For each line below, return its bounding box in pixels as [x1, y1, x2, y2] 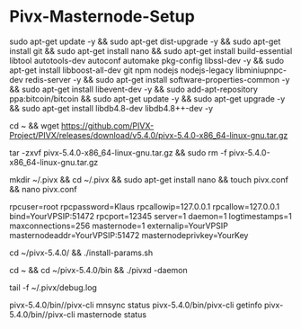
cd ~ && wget [9, 120, 60, 131]
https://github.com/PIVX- [61, 120, 155, 131]
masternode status [76, 308, 146, 320]
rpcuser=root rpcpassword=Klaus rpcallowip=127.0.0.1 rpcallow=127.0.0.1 [9, 200, 280, 212]
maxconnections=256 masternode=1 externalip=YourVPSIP [9, 220, 229, 231]
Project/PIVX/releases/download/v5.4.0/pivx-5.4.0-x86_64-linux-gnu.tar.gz [9, 129, 288, 140]
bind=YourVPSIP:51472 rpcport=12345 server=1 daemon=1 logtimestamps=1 [9, 210, 292, 221]
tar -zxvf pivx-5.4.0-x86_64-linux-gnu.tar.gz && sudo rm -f [9, 147, 227, 158]
